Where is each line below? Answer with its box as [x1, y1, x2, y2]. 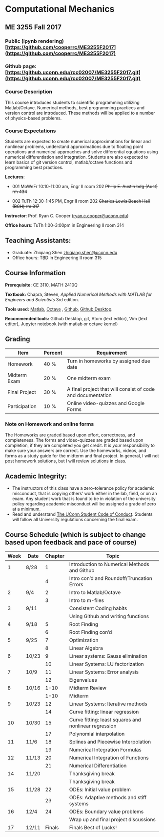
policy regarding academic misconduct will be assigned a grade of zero [12, 501, 156, 506]
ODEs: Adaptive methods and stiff [69, 794, 147, 801]
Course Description [5, 88, 53, 95]
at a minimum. [12, 506, 41, 512]
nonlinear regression [69, 722, 117, 729]
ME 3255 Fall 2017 [5, 23, 62, 31]
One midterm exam [67, 375, 111, 382]
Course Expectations [5, 127, 56, 134]
